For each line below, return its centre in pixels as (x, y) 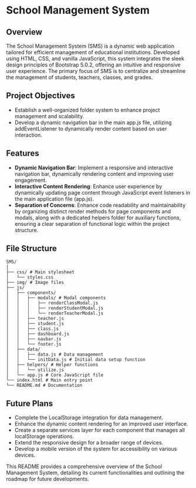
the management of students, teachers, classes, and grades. (80, 77)
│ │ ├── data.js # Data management (55, 355)
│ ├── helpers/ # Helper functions (52, 365)
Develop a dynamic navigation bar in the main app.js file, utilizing (93, 122)
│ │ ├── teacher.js (35, 319)
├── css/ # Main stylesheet (40, 272)
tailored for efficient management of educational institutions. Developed (93, 52)
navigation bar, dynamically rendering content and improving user (94, 173)
